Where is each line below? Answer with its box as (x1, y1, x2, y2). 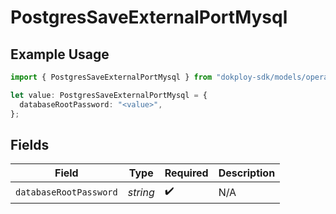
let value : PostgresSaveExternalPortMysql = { (10, 90, 208, 100)
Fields (10, 136, 50, 153)
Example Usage (10, 46, 110, 63)
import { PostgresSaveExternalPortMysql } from (10, 72, 213, 82)
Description (218, 166, 276, 180)
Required (164, 166, 209, 180)
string (127, 185, 155, 199)
